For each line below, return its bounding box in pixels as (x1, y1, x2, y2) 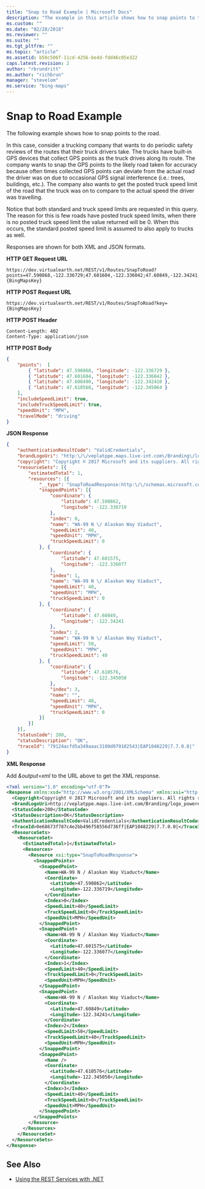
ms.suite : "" (6, 37, 40, 43)
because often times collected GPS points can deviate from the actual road (6, 167, 195, 174)
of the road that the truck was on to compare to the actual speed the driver (6, 187, 195, 194)
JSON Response (6, 430, 49, 437)
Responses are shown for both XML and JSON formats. (6, 243, 146, 250)
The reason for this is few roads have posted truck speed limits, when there (6, 212, 196, 219)
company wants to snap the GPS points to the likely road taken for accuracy (6, 160, 197, 168)
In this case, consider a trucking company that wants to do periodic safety (6, 141, 193, 149)
